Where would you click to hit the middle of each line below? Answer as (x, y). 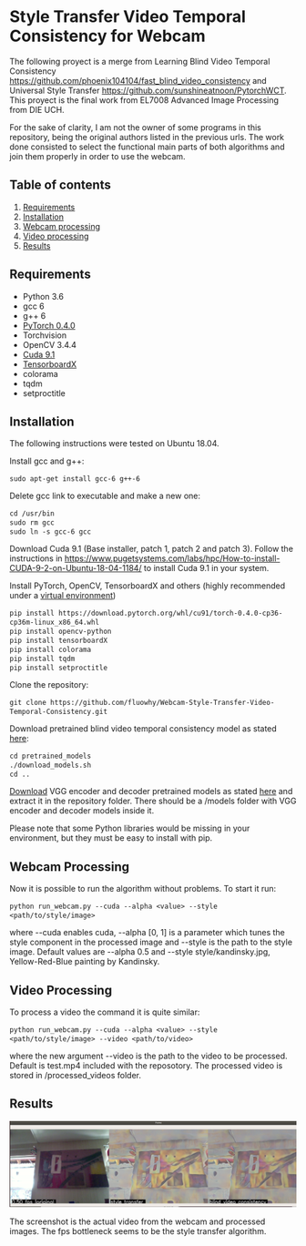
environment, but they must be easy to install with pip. (111, 838)
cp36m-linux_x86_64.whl (55, 623)
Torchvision (44, 335)
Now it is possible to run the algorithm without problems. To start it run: (143, 889)
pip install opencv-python (61, 632)
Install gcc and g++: (47, 461)
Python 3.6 (43, 296)
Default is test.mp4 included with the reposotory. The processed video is (146, 1066)
